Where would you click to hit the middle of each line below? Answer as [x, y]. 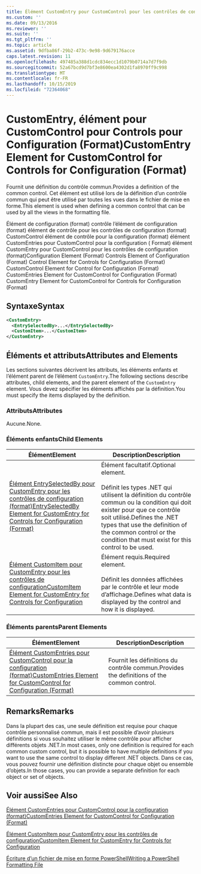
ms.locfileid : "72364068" [38, 90]
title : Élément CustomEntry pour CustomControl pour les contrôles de [96, 12]
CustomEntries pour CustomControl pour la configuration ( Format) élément [99, 242]
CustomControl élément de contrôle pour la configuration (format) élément [98, 236]
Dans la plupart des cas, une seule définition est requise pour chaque [92, 726]
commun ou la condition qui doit [146, 502]
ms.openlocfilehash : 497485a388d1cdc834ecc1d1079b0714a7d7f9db [87, 62]
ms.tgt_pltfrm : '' [29, 40]
